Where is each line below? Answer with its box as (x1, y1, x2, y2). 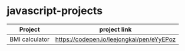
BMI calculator (9, 35, 49, 43)
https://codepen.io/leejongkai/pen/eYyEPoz (55, 35, 176, 43)
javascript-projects (6, 4, 103, 18)
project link (99, 25, 132, 33)
